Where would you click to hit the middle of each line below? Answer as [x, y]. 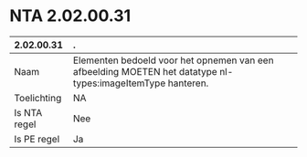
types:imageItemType [119, 83]
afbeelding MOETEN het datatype [145, 71]
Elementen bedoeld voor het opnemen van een [173, 60]
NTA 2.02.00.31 [70, 16]
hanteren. [188, 83]
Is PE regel [37, 139]
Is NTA [28, 112]
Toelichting [38, 98]
